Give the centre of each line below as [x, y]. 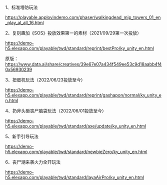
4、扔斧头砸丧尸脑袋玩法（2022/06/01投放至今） [56, 111]
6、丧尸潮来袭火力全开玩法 [33, 162]
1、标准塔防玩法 [21, 7]
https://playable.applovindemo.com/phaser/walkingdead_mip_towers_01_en [83, 17]
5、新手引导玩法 [22, 136]
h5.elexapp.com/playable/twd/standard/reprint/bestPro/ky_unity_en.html [79, 48]
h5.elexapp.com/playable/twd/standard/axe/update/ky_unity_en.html [76, 126]
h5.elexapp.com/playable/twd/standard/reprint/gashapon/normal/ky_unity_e [83, 95]
